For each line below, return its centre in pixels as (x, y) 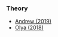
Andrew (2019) (33, 21)
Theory (17, 8)
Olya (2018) (29, 27)
